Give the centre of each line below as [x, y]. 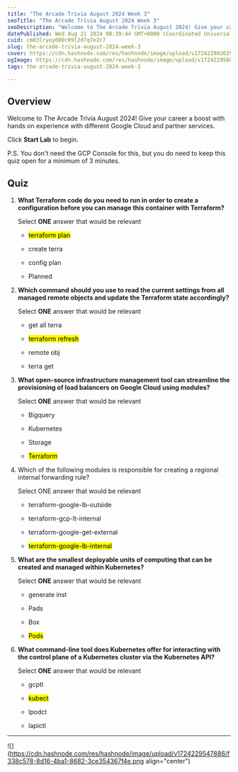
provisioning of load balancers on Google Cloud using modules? [114, 387]
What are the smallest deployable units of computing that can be [115, 560]
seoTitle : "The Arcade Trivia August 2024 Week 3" [84, 21]
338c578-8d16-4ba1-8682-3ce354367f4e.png [76, 761]
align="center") [168, 761]
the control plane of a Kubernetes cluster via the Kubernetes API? [116, 657]
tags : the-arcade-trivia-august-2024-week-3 [74, 67]
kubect [38, 698]
